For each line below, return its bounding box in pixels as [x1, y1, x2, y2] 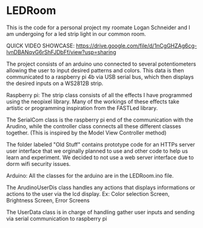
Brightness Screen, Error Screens [6, 196, 90, 204]
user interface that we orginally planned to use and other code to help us [6, 147, 188, 154]
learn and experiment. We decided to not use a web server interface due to [6, 153, 194, 161]
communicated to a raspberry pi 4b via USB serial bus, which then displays [6, 73, 194, 80]
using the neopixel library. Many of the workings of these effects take [6, 98, 180, 105]
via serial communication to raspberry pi [6, 215, 107, 222]
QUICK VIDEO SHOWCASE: [6, 42, 75, 49]
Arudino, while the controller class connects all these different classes [6, 122, 182, 130]
